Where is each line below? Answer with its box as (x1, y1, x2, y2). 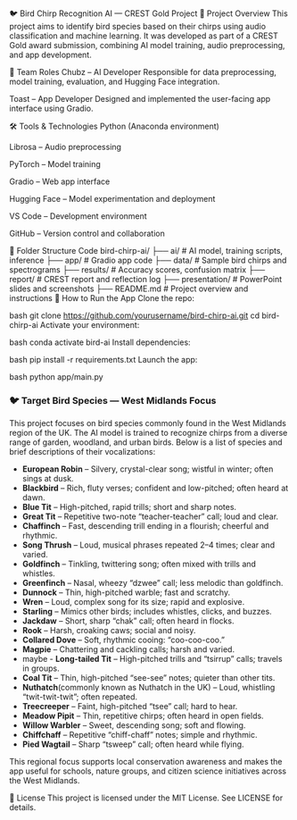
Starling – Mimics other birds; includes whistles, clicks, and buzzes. (21, 607, 272, 617)
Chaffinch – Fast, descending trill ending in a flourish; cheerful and (21, 521, 269, 531)
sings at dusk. (21, 473, 74, 484)
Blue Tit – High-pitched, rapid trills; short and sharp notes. (21, 502, 237, 513)
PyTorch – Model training (9, 159, 101, 169)
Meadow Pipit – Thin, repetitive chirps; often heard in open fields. (21, 710, 265, 722)
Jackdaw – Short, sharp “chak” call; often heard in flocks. (21, 615, 235, 626)
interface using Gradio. (9, 103, 94, 113)
